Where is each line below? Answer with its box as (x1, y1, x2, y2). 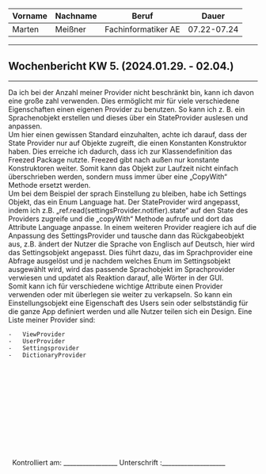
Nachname (55, 10, 97, 21)
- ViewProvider (8, 331, 66, 338)
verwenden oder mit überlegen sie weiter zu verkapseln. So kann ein (8, 290, 233, 299)
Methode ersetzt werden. (8, 181, 91, 189)
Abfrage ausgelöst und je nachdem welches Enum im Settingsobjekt (8, 256, 231, 266)
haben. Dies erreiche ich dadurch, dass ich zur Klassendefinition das (8, 147, 233, 156)
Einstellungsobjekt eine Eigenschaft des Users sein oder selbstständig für (8, 298, 249, 308)
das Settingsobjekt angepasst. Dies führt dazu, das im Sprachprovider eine (8, 248, 253, 257)
